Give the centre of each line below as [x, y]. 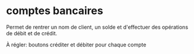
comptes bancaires [55, 11]
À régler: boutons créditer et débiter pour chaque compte [76, 45]
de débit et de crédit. [32, 33]
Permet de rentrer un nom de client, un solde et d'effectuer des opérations [97, 27]
